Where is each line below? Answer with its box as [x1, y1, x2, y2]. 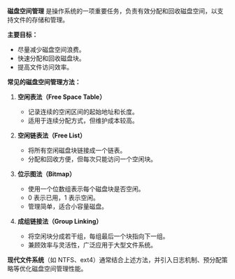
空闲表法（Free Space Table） [17, 93, 106, 101]
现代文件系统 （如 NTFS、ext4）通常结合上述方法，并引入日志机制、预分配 [7, 256, 222, 264]
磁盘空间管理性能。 [31, 264, 87, 273]
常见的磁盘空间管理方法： [7, 78, 81, 86]
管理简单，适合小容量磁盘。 [27, 203, 108, 210]
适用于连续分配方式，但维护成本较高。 [27, 116, 138, 125]
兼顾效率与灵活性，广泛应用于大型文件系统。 [27, 241, 157, 249]
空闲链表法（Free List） [17, 131, 86, 139]
